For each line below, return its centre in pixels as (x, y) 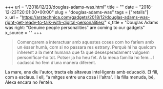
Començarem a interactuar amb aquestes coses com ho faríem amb (85, 42)
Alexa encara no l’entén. (29, 82)
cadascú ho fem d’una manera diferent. (57, 63)
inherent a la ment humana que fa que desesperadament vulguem (83, 52)
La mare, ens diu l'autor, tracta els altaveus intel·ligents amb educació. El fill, (82, 72)
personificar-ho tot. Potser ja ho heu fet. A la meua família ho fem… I (86, 57)
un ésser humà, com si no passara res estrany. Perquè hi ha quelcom (86, 47)
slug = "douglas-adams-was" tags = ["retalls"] (102, 12)
